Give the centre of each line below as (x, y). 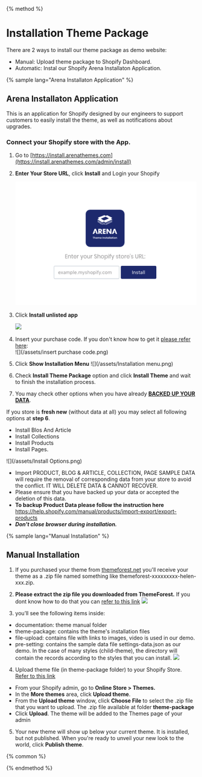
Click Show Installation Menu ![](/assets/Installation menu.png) (94, 364)
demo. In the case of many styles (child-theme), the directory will (96, 650)
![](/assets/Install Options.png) (44, 461)
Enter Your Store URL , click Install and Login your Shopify (87, 174)
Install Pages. (32, 449)
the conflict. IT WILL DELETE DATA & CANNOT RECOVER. (86, 486)
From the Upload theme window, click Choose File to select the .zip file (104, 700)
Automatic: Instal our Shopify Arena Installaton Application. (88, 68)
